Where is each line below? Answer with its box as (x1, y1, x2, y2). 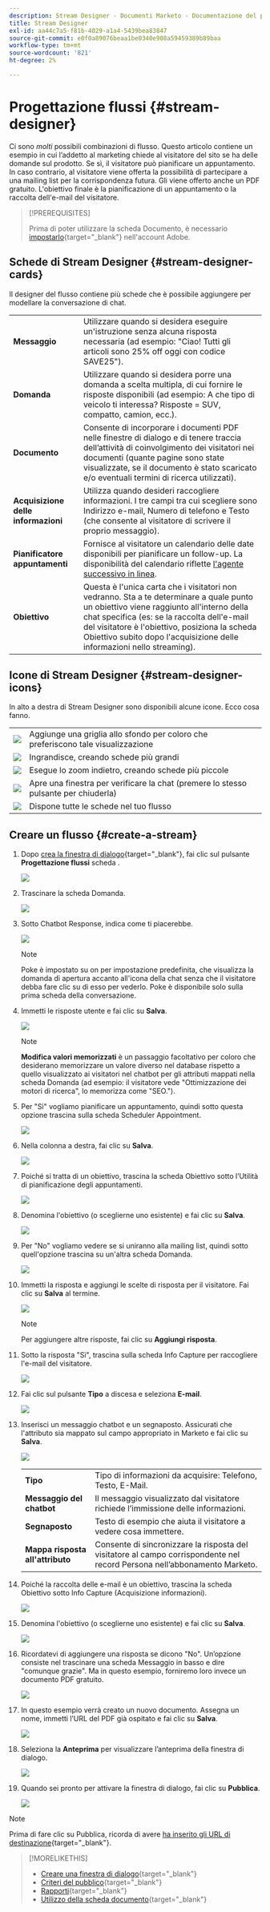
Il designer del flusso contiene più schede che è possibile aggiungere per (9, 289, 252, 299)
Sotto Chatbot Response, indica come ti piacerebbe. (20, 919, 193, 929)
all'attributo (24, 1554, 71, 1565)
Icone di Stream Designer (9, 668, 139, 682)
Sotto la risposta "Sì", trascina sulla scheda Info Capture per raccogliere (20, 1350, 258, 1360)
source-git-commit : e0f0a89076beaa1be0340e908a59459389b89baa (9, 34, 221, 42)
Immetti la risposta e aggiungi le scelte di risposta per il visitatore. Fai (20, 1280, 249, 1290)
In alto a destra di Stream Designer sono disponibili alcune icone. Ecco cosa (9, 702, 260, 712)
